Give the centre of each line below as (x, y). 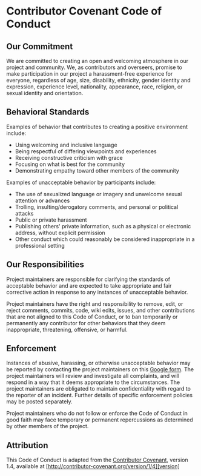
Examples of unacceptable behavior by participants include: (81, 182)
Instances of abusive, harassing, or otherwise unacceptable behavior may (98, 363)
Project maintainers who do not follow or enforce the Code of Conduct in (97, 414)
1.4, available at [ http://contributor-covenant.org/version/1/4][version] (93, 466)
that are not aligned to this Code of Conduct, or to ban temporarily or (92, 317)
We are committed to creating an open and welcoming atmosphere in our (97, 61)
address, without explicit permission (60, 233)
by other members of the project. (48, 426)
